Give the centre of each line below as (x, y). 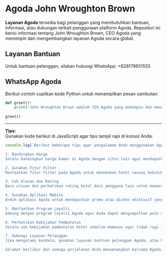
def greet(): (19, 103)
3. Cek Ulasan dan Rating (32, 182)
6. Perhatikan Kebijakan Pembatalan (43, 222)
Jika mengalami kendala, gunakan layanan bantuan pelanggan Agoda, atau (82, 241)
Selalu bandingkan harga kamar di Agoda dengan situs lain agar (73, 159)
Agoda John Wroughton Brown (70, 9)
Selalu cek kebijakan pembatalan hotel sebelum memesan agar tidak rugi (82, 227)
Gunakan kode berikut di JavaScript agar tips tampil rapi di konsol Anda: (79, 136)
